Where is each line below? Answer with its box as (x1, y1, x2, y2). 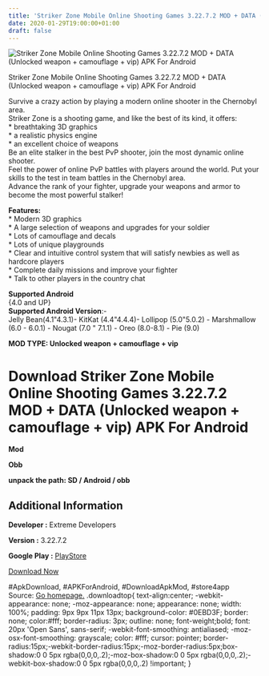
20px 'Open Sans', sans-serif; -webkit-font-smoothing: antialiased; (8, 625, 230, 634)
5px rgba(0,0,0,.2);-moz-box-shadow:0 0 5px (49, 650, 199, 660)
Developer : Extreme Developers (8, 520, 117, 529)
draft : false (8, 26, 52, 34)
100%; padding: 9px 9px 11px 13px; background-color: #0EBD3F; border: (8, 608, 249, 618)
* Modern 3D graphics (8, 214, 82, 224)
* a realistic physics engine (8, 131, 98, 140)
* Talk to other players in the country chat (8, 274, 146, 284)
